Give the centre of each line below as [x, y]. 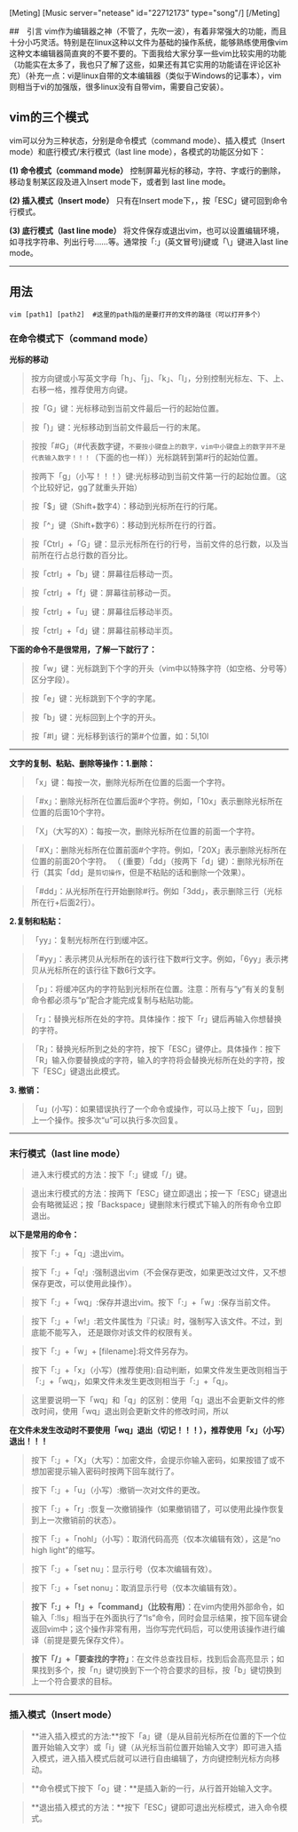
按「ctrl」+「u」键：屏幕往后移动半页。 [104, 612]
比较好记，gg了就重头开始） [90, 487]
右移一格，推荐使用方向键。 [82, 389]
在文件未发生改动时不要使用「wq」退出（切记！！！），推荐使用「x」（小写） [147, 1430]
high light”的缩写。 [65, 1550]
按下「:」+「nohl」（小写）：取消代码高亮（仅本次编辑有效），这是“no [156, 1539]
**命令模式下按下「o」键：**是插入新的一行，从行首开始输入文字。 [154, 1788]
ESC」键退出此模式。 [86, 1071]
